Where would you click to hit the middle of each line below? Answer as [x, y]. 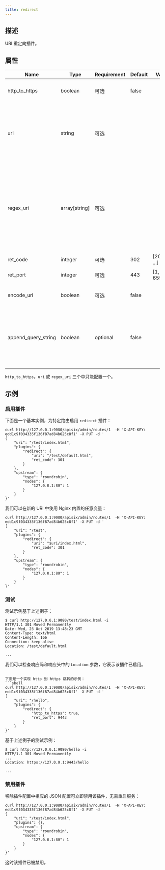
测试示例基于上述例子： [29, 611]
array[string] [75, 208]
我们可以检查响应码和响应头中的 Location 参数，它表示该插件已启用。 [75, 665]
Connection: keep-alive [29, 642]
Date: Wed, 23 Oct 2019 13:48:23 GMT [44, 629]
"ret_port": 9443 [49, 718]
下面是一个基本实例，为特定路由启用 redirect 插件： [58, 420]
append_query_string [32, 338]
